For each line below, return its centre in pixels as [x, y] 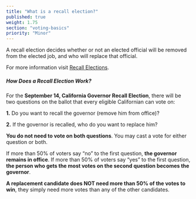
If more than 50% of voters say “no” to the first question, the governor [92, 153]
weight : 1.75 [22, 22]
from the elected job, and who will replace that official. [72, 56]
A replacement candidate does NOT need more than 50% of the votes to [96, 183]
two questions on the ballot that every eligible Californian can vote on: [91, 102]
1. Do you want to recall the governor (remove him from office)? [83, 113]
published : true [26, 17]
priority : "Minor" [28, 33]
